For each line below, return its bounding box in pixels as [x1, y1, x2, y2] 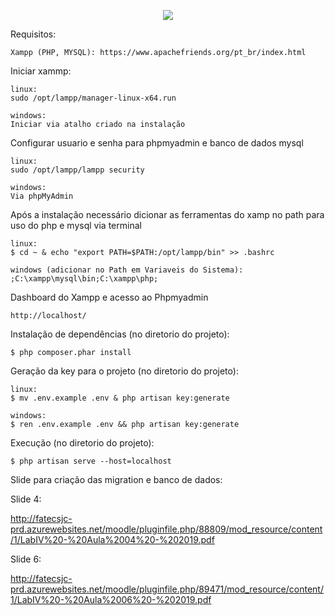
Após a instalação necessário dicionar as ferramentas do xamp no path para [10, 209, 325, 220]
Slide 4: [10, 493, 42, 505]
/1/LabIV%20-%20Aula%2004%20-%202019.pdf [10, 534, 215, 545]
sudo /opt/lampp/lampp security [10, 165, 145, 175]
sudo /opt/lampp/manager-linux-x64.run [10, 93, 177, 103]
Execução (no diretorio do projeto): [10, 437, 155, 449]
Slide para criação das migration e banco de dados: [10, 474, 223, 485]
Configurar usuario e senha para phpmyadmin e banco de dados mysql [10, 137, 304, 149]
